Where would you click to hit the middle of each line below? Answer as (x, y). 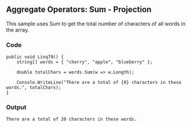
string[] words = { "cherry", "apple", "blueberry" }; (85, 62)
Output (16, 107)
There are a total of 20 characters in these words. (72, 119)
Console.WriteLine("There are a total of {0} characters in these (99, 83)
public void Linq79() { (35, 57)
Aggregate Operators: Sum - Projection (79, 10)
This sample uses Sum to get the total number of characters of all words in (96, 23)
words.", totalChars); (34, 88)
